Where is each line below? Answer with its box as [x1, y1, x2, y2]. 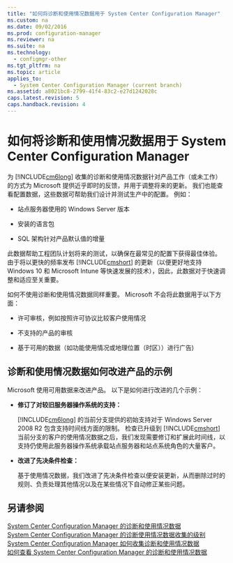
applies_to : [7, 75, 42, 82]
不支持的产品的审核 [17, 329, 73, 337]
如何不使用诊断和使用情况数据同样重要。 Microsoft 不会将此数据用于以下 [7, 290, 216, 299]
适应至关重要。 [19, 275, 63, 283]
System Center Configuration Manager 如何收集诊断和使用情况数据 [7, 539, 200, 548]
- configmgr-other [13, 56, 68, 63]
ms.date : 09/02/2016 [7, 23, 68, 30]
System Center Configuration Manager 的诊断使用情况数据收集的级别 [7, 531, 206, 539]
